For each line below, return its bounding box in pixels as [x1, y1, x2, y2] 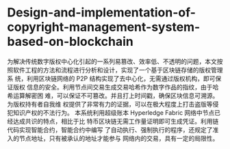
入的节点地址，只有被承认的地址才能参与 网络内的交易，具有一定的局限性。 [7, 134, 219, 142]
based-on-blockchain [7, 34, 133, 49]
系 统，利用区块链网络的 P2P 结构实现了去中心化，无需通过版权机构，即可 [7, 74, 216, 83]
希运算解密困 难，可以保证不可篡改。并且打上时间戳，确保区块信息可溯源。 [7, 91, 219, 100]
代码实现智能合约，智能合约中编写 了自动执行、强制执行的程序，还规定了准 [7, 125, 219, 134]
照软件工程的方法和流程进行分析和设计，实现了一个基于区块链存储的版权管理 [7, 66, 223, 74]
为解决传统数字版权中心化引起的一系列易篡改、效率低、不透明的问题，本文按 [7, 57, 223, 66]
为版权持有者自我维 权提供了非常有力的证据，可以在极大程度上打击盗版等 [7, 100, 213, 108]
